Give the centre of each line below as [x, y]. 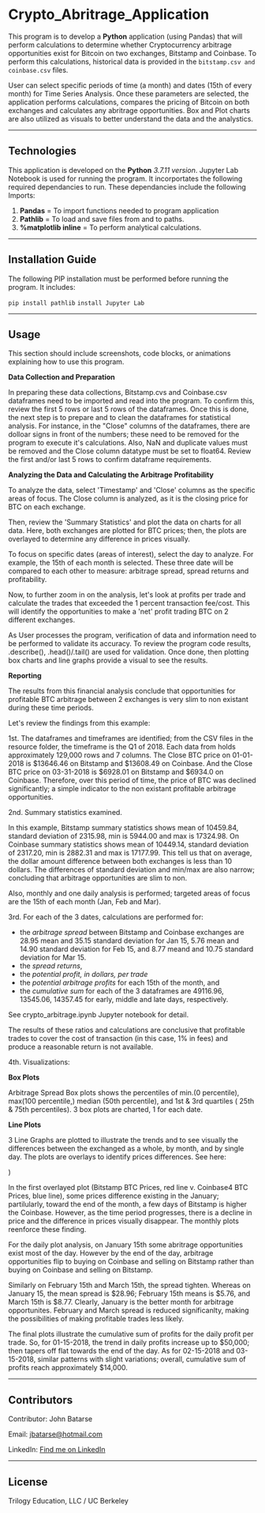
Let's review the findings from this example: [79, 723]
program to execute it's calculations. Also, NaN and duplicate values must [128, 443]
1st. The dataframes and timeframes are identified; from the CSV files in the [131, 738]
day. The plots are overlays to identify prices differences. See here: [118, 1157]
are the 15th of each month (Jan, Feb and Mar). [85, 902]
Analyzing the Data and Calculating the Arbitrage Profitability [111, 475]
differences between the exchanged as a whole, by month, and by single [126, 1149]
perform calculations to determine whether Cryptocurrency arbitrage [120, 44]
